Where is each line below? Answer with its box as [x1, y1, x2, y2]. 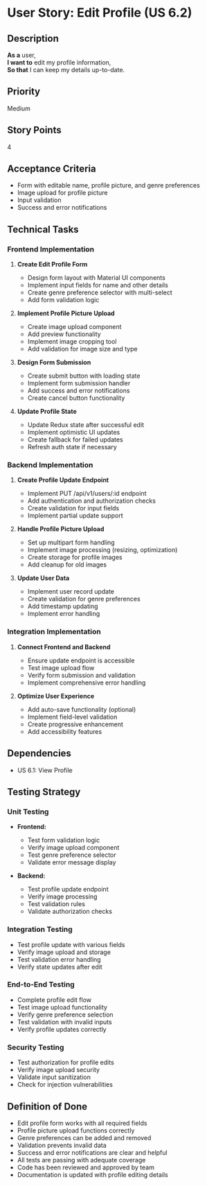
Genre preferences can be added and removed [17, 1133, 152, 1142]
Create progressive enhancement [27, 720, 123, 728]
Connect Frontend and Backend [17, 642, 111, 651]
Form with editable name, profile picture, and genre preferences [17, 181, 201, 190]
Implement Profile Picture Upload [17, 309, 116, 317]
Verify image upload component [27, 844, 120, 852]
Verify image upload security [17, 1066, 100, 1074]
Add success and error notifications [27, 387, 130, 395]
